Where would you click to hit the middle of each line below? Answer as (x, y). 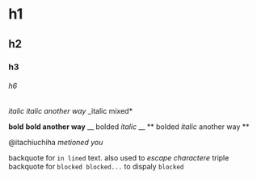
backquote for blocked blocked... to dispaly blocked (96, 166)
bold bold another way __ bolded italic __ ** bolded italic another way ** (129, 127)
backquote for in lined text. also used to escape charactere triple (119, 157)
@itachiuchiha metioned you (56, 142)
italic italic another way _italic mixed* (71, 110)
